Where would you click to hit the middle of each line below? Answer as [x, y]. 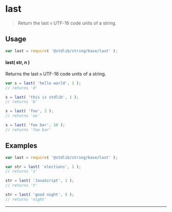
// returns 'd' [21, 88]
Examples [21, 146]
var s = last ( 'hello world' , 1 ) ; [43, 83]
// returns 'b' [21, 102]
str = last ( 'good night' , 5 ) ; [40, 195]
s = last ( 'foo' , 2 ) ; [29, 111]
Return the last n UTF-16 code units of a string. [67, 23]
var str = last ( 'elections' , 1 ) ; [43, 167]
